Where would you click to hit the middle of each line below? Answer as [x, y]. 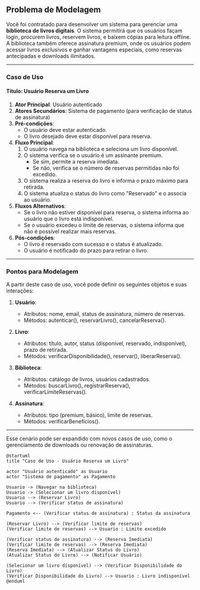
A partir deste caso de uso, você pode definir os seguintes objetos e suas [97, 285]
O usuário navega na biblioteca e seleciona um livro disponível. [101, 149]
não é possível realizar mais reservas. [70, 231]
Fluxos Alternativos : [40, 206]
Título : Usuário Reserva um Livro [48, 91]
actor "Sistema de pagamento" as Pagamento [61, 477]
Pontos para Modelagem [42, 271]
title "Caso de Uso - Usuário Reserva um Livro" [68, 461]
